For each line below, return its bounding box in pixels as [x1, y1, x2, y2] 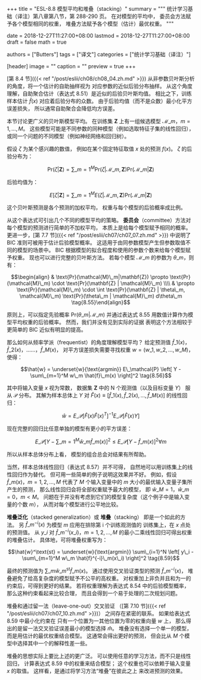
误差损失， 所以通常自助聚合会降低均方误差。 [7, 105, 118, 112]
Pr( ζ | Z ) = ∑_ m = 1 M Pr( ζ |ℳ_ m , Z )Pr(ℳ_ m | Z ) [47, 165, 154, 173]
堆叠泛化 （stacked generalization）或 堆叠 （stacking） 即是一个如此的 [7, 513, 181, 520]
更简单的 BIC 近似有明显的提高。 [7, 326, 87, 333]
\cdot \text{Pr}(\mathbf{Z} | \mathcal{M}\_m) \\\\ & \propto [51, 280, 195, 287]
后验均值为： [7, 178, 38, 185]
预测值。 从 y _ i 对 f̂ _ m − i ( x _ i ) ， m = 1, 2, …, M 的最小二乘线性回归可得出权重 [11, 528, 193, 536]
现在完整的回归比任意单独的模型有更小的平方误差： [7, 425, 132, 432]
